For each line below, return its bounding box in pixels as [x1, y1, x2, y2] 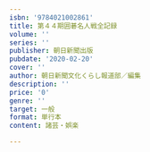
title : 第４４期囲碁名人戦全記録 [9, 21, 118, 30]
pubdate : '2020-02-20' [9, 55, 94, 63]
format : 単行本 [9, 113, 62, 122]
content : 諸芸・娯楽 [9, 122, 79, 131]
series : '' [9, 38, 50, 47]
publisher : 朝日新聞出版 [9, 46, 94, 55]
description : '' [9, 80, 70, 89]
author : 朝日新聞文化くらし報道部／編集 [9, 72, 141, 80]
